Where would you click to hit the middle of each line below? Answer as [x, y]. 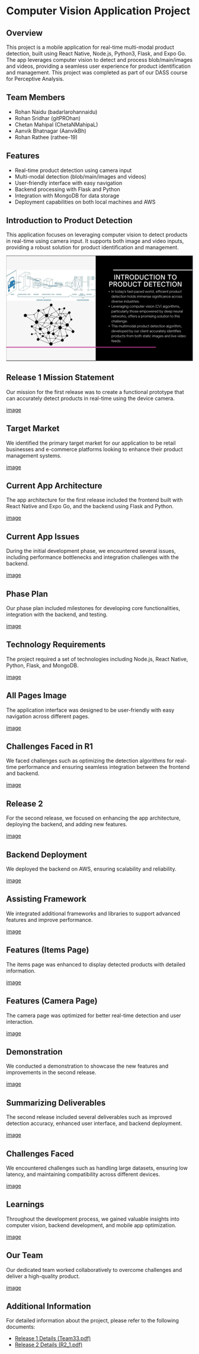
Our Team [25, 1256]
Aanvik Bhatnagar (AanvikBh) [51, 131]
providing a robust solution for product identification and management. [92, 248]
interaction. [20, 1021]
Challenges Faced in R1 [50, 747]
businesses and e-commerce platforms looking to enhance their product [94, 449]
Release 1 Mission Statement [60, 378]
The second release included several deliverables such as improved [89, 1117]
